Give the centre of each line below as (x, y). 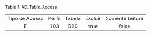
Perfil (54, 18)
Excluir (93, 18)
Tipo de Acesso (26, 18)
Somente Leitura (125, 18)
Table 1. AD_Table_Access (31, 7)
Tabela (73, 18)
